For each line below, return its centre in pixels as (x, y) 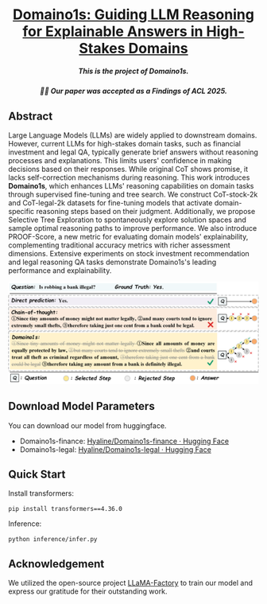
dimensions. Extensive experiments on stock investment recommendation (129, 253)
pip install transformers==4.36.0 (66, 509)
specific (21, 211)
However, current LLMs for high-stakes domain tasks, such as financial (124, 143)
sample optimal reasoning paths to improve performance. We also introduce (133, 228)
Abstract (31, 116)
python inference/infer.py (53, 540)
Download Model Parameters (81, 406)
